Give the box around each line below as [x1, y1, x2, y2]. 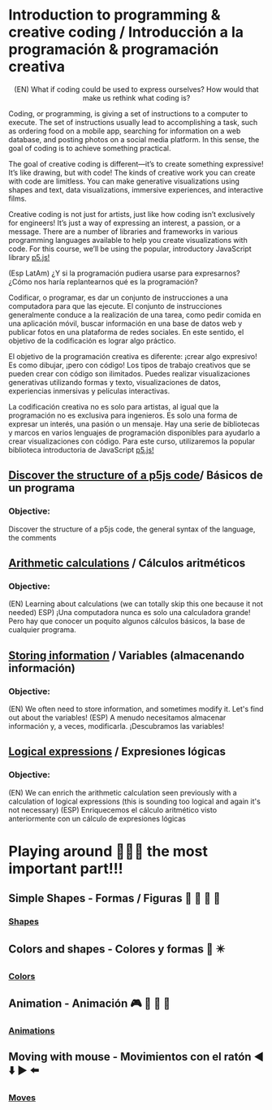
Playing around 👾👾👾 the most [8, 842, 209, 861]
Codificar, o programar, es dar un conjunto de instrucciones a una [8, 293, 229, 302]
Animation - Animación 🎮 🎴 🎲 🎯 [8, 996, 171, 1010]
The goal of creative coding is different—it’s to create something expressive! [8, 158, 264, 168]
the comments [8, 532, 57, 542]
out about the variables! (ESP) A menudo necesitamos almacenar [8, 713, 227, 722]
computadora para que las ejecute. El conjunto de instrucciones [8, 301, 222, 310]
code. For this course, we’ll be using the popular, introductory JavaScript [8, 244, 252, 254]
